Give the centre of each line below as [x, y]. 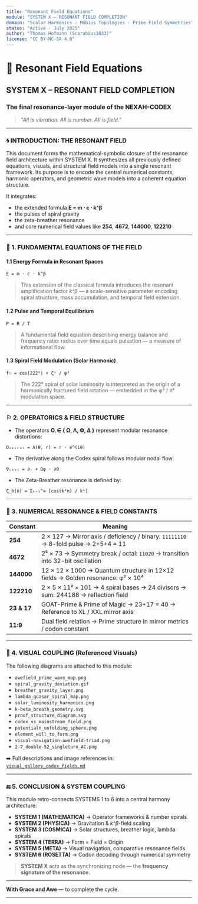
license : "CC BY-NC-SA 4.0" [41, 39]
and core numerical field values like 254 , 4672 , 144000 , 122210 [93, 227]
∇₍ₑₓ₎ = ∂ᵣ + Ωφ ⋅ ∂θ [33, 469]
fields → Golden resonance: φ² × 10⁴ [92, 578]
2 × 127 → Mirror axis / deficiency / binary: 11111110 [114, 536]
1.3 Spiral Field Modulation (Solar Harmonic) [61, 360]
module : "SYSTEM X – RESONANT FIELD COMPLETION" [67, 17]
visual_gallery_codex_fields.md [46, 766]
